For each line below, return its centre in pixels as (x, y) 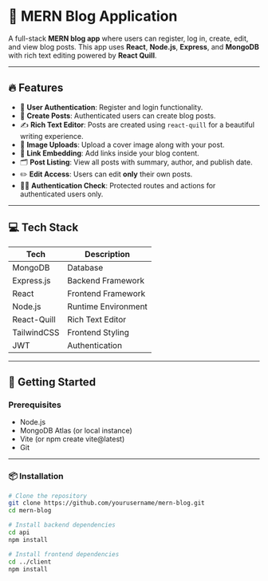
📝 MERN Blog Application (93, 16)
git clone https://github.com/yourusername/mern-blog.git (106, 503)
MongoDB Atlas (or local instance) (76, 431)
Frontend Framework (106, 293)
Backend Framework (106, 280)
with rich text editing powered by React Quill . (83, 55)
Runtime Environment (107, 306)
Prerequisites (35, 405)
